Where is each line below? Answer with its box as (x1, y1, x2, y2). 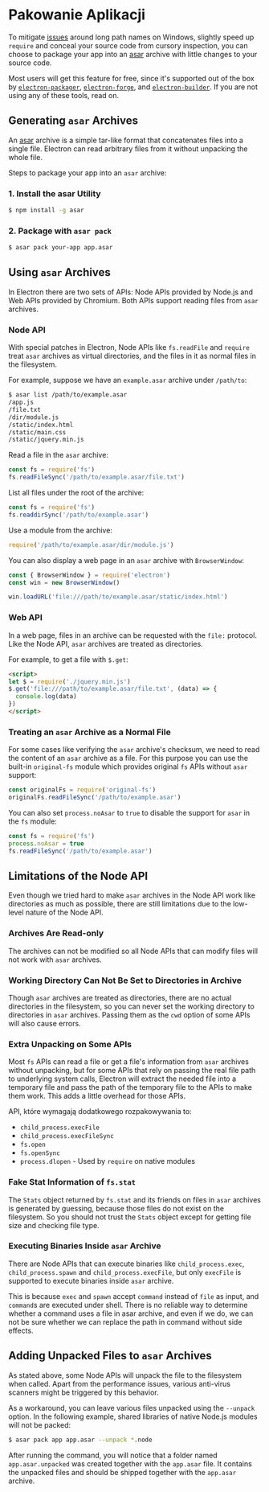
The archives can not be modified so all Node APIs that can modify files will (8, 946, 259, 956)
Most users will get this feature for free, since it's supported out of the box (8, 73, 255, 83)
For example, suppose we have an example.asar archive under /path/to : (8, 376, 247, 385)
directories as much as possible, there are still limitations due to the (8, 899, 231, 909)
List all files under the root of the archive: (8, 488, 145, 498)
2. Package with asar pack (8, 225, 112, 236)
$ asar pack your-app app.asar (8, 244, 113, 252)
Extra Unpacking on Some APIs (8, 1038, 132, 1050)
